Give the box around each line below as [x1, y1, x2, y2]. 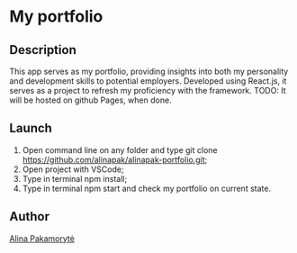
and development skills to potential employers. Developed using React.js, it [9, 76, 287, 86]
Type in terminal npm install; [22, 173, 128, 184]
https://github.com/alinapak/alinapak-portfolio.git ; [22, 154, 208, 165]
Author [9, 209, 49, 224]
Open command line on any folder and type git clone [22, 144, 218, 155]
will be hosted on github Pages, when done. [9, 95, 173, 105]
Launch [9, 121, 52, 136]
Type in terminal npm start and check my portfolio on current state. [22, 183, 272, 194]
